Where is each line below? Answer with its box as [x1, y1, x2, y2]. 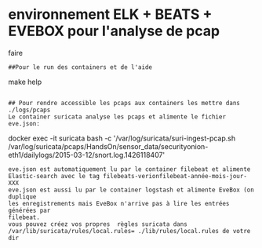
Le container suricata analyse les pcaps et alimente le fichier [8, 112, 226, 121]
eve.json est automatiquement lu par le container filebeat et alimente [8, 165, 251, 173]
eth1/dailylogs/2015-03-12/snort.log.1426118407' [8, 150, 166, 159]
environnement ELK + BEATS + [8, 5, 213, 24]
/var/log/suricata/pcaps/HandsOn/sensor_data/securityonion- [8, 141, 209, 151]
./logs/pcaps [8, 106, 51, 114]
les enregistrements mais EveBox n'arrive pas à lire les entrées [8, 199, 230, 207]
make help [8, 77, 42, 86]
